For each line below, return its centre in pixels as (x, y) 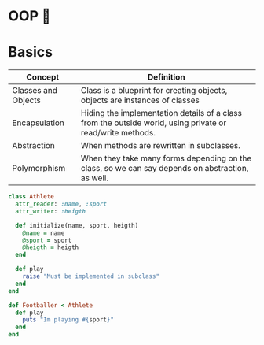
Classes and (35, 91)
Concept (43, 77)
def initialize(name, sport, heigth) (77, 225)
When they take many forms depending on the (167, 158)
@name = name (44, 233)
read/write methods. (118, 133)
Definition (167, 77)
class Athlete (31, 197)
